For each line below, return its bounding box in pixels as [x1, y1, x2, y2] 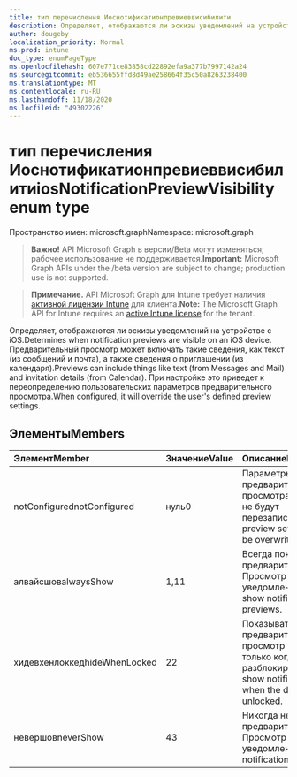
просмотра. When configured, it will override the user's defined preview [9, 391, 272, 402]
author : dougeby [9, 29, 69, 38]
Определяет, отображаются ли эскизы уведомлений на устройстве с [9, 325, 272, 336]
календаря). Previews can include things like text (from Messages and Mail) [9, 363, 285, 374]
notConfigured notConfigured [13, 500, 134, 513]
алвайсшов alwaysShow [13, 575, 114, 588]
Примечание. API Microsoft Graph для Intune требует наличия [30, 289, 266, 301]
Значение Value [165, 453, 234, 464]
